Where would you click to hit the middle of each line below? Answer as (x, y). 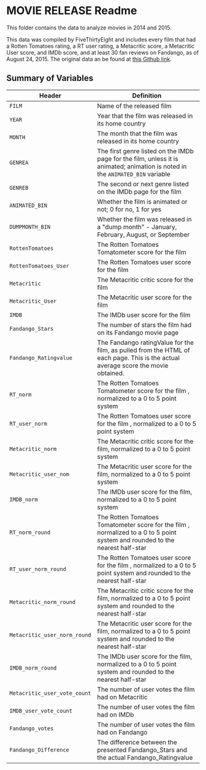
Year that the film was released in (145, 116)
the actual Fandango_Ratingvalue (145, 757)
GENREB (19, 188)
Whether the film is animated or (143, 202)
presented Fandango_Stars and (142, 750)
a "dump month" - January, (137, 227)
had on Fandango (122, 732)
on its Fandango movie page (138, 333)
